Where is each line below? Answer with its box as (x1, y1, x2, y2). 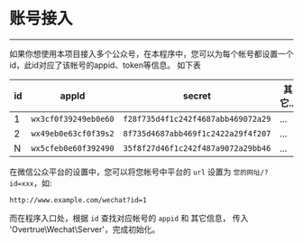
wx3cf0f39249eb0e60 (31, 114, 115, 124)
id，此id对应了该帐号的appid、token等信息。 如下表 (9, 60, 201, 70)
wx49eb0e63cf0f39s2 (31, 128, 115, 138)
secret (182, 89, 212, 102)
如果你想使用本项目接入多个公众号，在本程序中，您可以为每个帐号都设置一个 (9, 48, 294, 59)
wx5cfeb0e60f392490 (31, 143, 115, 154)
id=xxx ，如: (9, 177, 52, 188)
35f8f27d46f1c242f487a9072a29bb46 (123, 143, 271, 154)
